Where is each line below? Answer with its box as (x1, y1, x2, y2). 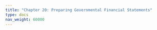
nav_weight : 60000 (5, 17, 45, 22)
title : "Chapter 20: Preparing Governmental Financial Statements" (5, 7, 153, 13)
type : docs (5, 12, 29, 17)
